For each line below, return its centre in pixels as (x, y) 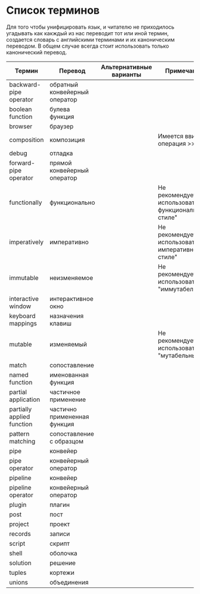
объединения (69, 582)
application (25, 399)
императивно (69, 242)
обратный (64, 84)
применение (68, 399)
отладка (61, 153)
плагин (60, 504)
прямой (61, 163)
